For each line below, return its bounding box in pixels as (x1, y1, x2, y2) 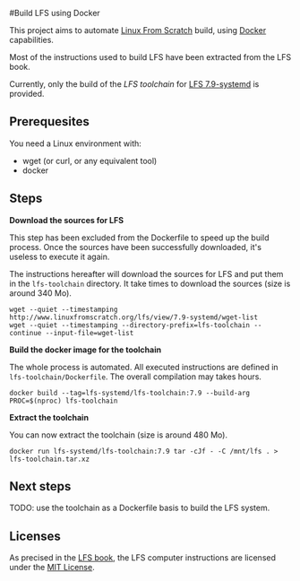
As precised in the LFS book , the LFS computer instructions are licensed (9, 552, 276, 563)
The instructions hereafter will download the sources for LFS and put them (9, 268, 284, 279)
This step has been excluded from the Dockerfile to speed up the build (9, 232, 270, 243)
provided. (9, 89, 45, 99)
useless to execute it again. (9, 251, 110, 262)
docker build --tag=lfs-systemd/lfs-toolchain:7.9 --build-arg (9, 388, 251, 397)
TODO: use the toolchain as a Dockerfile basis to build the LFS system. (9, 502, 270, 514)
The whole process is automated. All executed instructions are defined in (9, 361, 279, 372)
